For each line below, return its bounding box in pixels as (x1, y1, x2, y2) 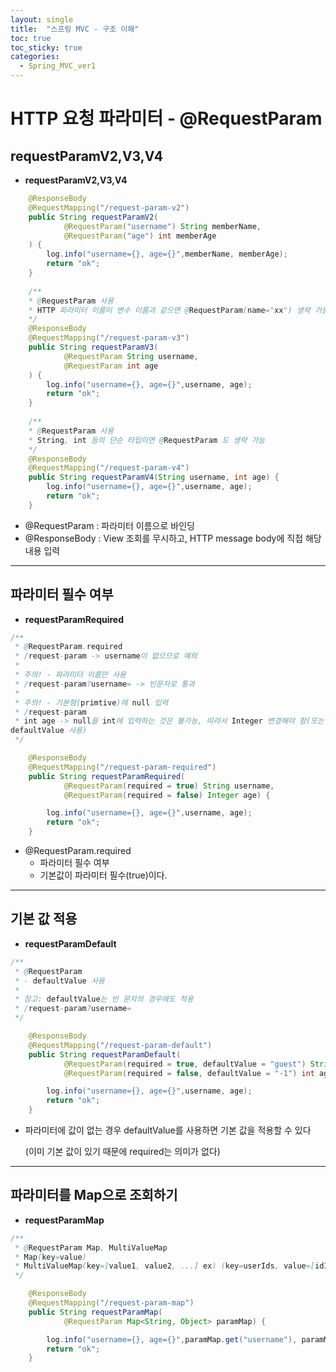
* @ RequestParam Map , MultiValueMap (14, 1242, 168, 1253)
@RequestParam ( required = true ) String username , (63, 781, 275, 791)
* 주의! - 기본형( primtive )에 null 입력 (14, 697, 169, 708)
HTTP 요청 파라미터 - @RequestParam (10, 107, 323, 130)
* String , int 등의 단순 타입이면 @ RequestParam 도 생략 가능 (28, 435, 266, 445)
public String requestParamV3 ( (28, 342, 159, 352)
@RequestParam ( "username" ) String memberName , (63, 221, 262, 231)
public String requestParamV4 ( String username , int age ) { (28, 472, 280, 483)
